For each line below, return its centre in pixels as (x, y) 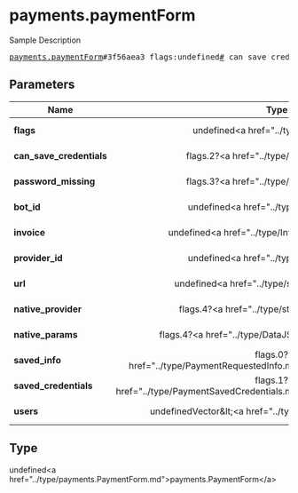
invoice (30, 232)
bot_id (27, 207)
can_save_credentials (61, 155)
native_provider (48, 309)
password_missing (55, 181)
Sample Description (45, 40)
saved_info (38, 360)
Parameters (42, 85)
